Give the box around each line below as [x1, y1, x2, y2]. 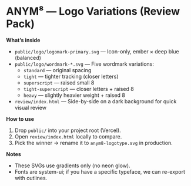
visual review [14, 104, 47, 111]
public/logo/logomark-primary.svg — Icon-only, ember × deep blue [14, 48, 179, 55]
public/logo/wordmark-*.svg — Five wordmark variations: [14, 60, 154, 67]
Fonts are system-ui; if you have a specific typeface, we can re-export [14, 168, 185, 175]
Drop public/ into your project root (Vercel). [14, 127, 122, 134]
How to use [6, 115, 34, 122]
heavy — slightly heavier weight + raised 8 [23, 92, 125, 99]
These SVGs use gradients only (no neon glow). [14, 162, 130, 169]
